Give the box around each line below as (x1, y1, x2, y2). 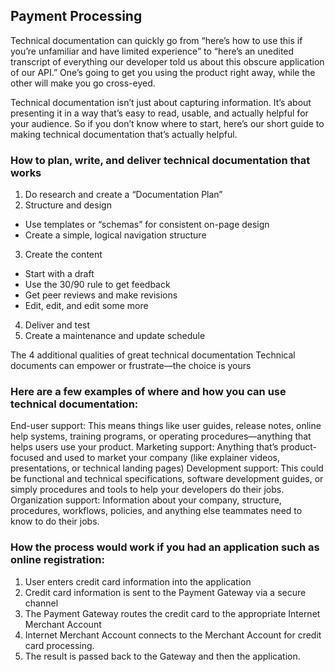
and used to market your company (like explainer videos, (46, 452, 281, 464)
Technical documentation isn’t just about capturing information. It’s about (10, 96, 312, 108)
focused (10, 452, 45, 464)
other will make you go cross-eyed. (10, 77, 156, 89)
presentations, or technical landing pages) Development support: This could (10, 462, 324, 474)
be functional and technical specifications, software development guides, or (10, 473, 324, 485)
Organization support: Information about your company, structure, (10, 494, 282, 506)
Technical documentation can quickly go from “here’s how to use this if (10, 34, 303, 46)
